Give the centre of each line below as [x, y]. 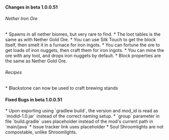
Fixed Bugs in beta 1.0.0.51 [34, 99]
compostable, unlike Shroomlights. [41, 132]
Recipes [14, 73]
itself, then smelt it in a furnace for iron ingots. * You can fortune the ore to [83, 45]
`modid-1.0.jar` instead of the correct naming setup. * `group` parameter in [82, 116]
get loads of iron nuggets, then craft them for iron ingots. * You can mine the [85, 50]
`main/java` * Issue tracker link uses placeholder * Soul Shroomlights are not [84, 127]
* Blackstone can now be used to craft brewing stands [62, 88]
